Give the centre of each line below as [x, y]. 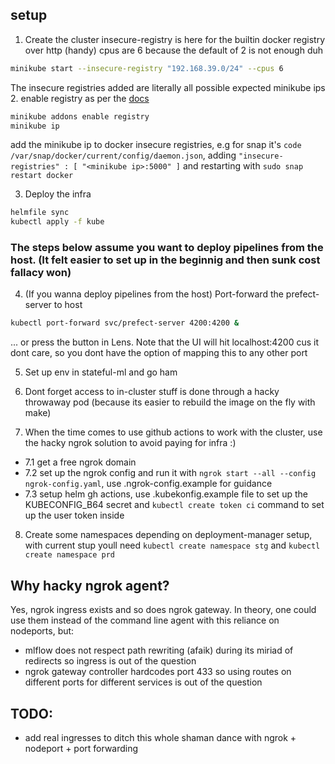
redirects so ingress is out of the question [110, 661]
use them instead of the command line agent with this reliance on [145, 620]
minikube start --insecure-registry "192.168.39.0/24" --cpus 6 [147, 68]
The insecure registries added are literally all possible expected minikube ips [168, 87]
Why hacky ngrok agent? [90, 585]
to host [68, 305]
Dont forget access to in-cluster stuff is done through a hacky [152, 392]
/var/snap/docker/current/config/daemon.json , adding [123, 155]
